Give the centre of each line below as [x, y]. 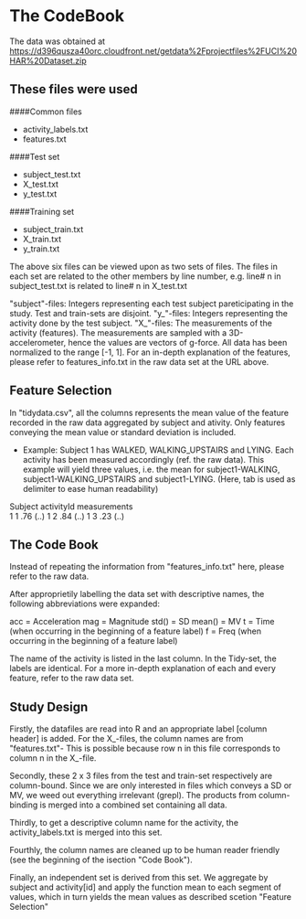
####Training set [42, 211]
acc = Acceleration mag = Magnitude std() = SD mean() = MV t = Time [142, 622]
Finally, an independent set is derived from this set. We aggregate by [139, 878]
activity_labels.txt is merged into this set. [86, 832]
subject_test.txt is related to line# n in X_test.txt [98, 285]
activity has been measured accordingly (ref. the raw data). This [143, 459]
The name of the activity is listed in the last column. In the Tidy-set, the [143, 658]
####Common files [46, 112]
